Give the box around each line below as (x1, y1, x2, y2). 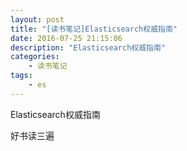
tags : (10, 71, 33, 81)
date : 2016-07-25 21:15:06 (10, 33, 123, 43)
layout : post (10, 14, 65, 25)
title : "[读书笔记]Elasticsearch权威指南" (10, 24, 178, 34)
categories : (10, 52, 60, 62)
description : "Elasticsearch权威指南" (10, 42, 167, 53)
